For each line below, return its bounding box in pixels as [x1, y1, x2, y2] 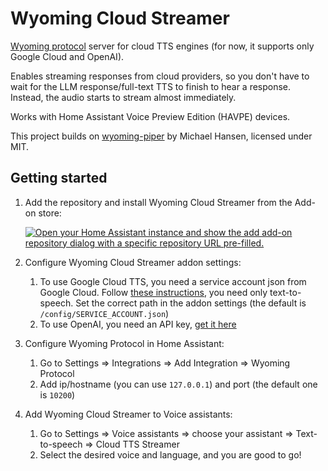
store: [38, 207, 62, 219]
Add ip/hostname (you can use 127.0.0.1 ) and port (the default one [39, 378, 318, 390]
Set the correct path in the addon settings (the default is [75, 297, 307, 309]
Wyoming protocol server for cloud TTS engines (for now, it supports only [10, 40, 315, 52]
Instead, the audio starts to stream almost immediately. [10, 91, 237, 103]
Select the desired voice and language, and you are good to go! [39, 448, 302, 461]
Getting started [10, 170, 108, 187]
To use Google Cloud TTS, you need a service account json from [39, 275, 307, 287]
